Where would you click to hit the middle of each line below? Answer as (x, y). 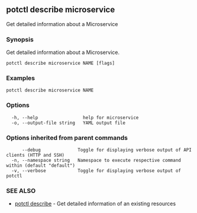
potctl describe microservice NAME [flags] (61, 63)
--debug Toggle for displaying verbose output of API (107, 150)
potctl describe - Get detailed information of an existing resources (95, 204)
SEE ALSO (21, 190)
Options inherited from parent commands (67, 138)
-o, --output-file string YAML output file (69, 123)
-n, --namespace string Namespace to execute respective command (96, 160)
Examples (21, 78)
